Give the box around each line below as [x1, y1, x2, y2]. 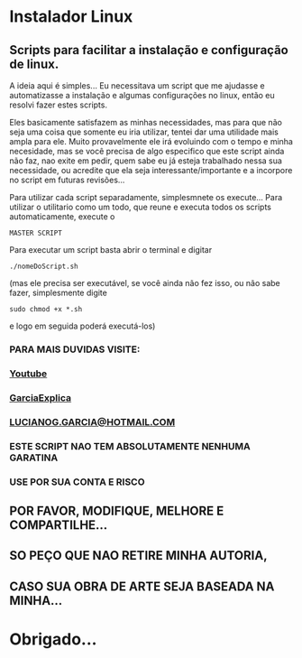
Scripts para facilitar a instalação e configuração [9, 42, 288, 58]
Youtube [9, 367, 48, 380]
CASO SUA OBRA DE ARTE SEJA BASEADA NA [9, 579, 275, 594]
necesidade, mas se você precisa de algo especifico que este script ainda [9, 146, 285, 156]
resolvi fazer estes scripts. [9, 99, 108, 110]
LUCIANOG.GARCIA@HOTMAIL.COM [9, 415, 176, 428]
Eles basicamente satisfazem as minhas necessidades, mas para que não [9, 117, 282, 127]
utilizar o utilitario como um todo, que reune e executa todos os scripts [9, 201, 272, 212]
